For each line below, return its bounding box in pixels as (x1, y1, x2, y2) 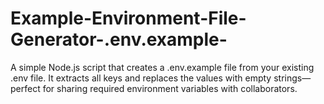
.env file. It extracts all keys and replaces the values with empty (10, 72, 272, 84)
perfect (10, 82, 41, 94)
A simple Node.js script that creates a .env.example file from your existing (10, 61, 315, 73)
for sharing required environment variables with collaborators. (42, 82, 298, 94)
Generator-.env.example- (10, 28, 228, 51)
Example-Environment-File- (10, 7, 247, 30)
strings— (273, 72, 312, 84)
